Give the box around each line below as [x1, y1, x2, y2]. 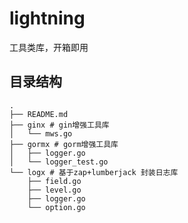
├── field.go [27, 176, 82, 186]
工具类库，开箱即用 [9, 41, 89, 53]
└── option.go [27, 202, 86, 212]
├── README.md [9, 109, 69, 119]
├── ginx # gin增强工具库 [9, 120, 110, 130]
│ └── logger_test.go [9, 157, 109, 167]
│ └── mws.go [9, 128, 73, 139]
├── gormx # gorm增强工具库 [9, 139, 119, 149]
